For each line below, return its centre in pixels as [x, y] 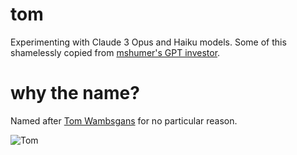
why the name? [75, 93]
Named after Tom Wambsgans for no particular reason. [124, 120]
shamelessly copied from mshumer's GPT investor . [115, 52]
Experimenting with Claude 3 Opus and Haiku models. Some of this [148, 42]
